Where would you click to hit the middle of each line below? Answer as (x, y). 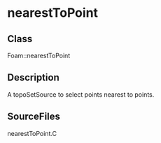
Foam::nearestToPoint (39, 55)
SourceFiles (34, 117)
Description (33, 77)
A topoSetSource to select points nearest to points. (81, 94)
